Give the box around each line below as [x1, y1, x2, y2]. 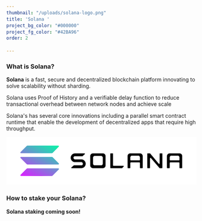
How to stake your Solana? [6, 194, 86, 202]
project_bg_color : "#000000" [6, 22, 80, 28]
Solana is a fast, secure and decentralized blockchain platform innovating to [6, 76, 195, 83]
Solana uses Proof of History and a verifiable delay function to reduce [6, 94, 180, 101]
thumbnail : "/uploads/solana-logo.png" [6, 10, 107, 16]
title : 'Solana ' [6, 16, 50, 22]
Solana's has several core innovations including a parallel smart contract [6, 112, 186, 120]
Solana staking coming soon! [6, 208, 81, 215]
